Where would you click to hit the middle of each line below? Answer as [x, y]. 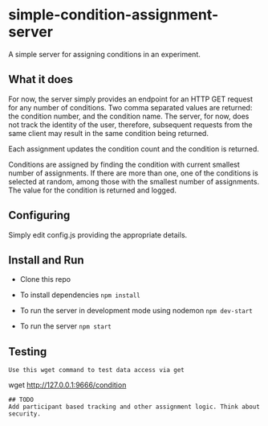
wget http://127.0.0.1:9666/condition [67, 385]
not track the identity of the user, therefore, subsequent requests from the [130, 124]
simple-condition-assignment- [114, 15]
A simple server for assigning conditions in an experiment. [104, 54]
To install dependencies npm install [80, 295]
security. [25, 414]
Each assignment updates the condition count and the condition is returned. [134, 149]
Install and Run [46, 260]
